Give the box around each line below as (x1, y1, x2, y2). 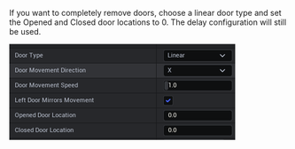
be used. (9, 27, 42, 36)
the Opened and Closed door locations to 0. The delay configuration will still (9, 17, 287, 27)
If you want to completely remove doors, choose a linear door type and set (9, 8, 282, 18)
